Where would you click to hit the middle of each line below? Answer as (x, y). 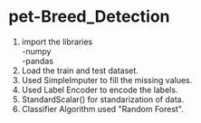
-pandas (37, 61)
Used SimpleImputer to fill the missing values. (107, 80)
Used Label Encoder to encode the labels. (100, 90)
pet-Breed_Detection (89, 17)
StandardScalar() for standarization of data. (103, 99)
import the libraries (57, 42)
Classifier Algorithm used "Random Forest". (103, 109)
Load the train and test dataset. (80, 71)
